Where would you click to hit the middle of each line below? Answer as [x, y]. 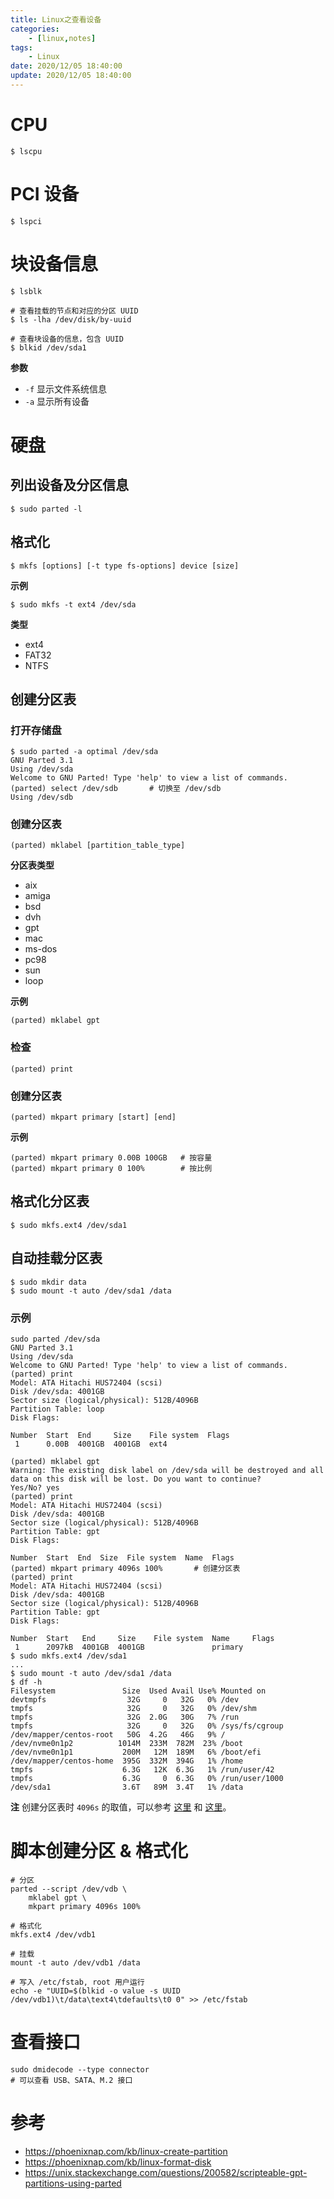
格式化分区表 [50, 1201]
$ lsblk [26, 291]
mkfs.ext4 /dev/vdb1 [53, 1934]
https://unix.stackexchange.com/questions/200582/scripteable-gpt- [166, 2172]
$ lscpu [26, 151]
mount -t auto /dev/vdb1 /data [75, 1962]
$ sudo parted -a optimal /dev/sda [84, 752]
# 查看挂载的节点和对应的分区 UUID [74, 311]
